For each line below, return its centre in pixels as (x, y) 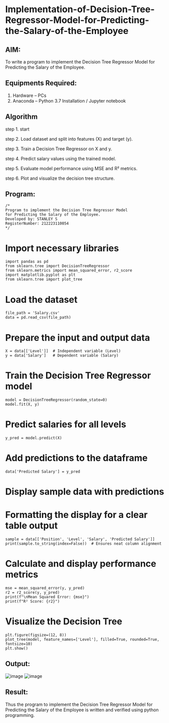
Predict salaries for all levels (66, 424)
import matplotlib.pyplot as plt (40, 275)
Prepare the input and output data (78, 337)
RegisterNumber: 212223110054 (37, 224)
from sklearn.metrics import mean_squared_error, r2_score (69, 271)
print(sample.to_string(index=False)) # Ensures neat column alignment (83, 544)
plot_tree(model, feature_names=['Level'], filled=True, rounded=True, (82, 640)
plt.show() (17, 648)
